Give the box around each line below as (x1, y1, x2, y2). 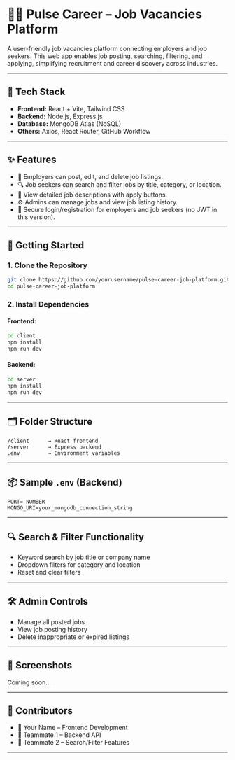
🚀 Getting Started (7, 239, 85, 251)
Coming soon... (7, 678, 51, 687)
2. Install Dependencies (7, 299, 90, 309)
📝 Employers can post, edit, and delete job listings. (17, 172, 164, 181)
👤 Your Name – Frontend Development (17, 724, 128, 732)
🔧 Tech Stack (7, 86, 66, 98)
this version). (17, 213, 55, 221)
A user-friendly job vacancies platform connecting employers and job (7, 44, 208, 52)
